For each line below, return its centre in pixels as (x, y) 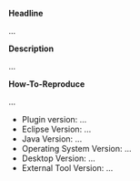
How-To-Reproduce (47, 84)
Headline (26, 13)
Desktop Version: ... (59, 158)
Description (31, 48)
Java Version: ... (52, 139)
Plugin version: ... (54, 119)
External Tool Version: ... (67, 168)
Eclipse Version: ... (56, 129)
